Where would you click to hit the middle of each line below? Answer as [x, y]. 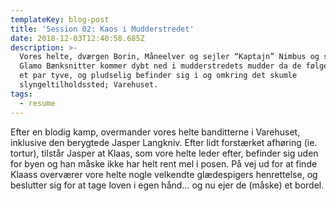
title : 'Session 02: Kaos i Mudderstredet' [102, 29]
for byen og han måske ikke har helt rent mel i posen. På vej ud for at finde [164, 163]
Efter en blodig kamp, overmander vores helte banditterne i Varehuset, [155, 132]
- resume [37, 103]
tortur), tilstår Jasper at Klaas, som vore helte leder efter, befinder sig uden [164, 153]
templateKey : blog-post [60, 19]
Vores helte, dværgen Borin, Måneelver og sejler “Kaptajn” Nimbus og [169, 57]
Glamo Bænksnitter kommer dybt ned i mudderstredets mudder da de [160, 66]
